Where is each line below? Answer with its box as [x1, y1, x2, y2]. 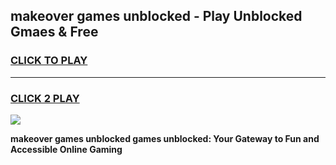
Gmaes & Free [10, 24, 99, 41]
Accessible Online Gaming [10, 143, 123, 155]
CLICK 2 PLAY [10, 91, 80, 105]
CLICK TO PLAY [10, 54, 88, 68]
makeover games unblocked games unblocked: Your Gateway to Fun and [10, 132, 320, 144]
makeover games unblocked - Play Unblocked [10, 8, 303, 25]
